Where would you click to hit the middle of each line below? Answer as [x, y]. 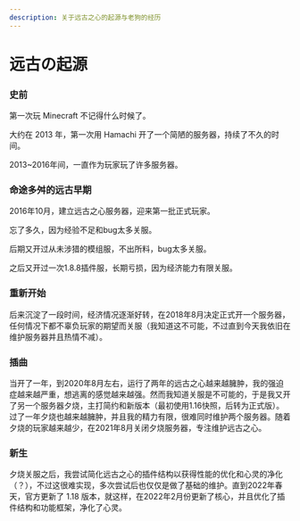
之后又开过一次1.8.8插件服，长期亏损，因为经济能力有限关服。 [124, 268]
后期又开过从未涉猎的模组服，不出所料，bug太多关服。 [110, 249]
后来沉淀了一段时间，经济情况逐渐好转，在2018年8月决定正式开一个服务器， [150, 314]
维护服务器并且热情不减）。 [58, 336]
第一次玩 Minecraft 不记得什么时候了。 [80, 116]
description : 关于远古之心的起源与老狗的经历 [85, 17]
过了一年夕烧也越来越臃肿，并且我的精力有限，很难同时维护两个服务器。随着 [150, 417]
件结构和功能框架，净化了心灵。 [68, 508]
